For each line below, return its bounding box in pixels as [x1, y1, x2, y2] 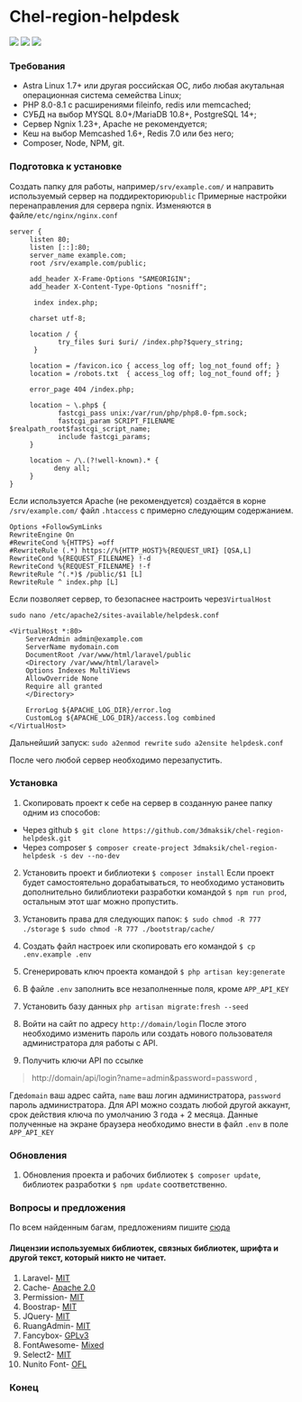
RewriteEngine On [9, 530, 75, 539]
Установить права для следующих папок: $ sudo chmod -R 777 [22, 913, 261, 924]
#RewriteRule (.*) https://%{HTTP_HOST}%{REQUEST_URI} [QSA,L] [9, 545, 252, 555]
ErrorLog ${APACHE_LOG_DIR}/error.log [25, 705, 171, 714]
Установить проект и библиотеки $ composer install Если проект [22, 867, 275, 878]
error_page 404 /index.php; [29, 385, 135, 394]
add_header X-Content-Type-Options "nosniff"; [29, 282, 207, 291]
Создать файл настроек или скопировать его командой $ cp [22, 940, 256, 951]
